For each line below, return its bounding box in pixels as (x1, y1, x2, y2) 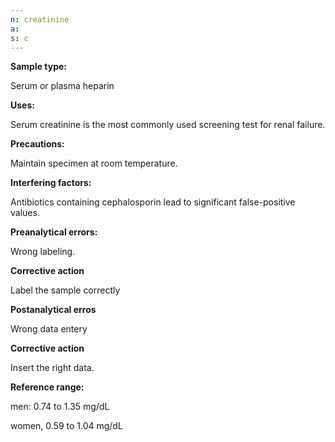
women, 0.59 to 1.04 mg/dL (10, 420, 123, 432)
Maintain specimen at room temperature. (10, 157, 178, 170)
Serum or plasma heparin (10, 80, 115, 92)
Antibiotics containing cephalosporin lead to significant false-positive (10, 196, 296, 208)
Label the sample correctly (10, 284, 121, 296)
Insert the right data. (10, 362, 95, 374)
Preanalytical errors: (10, 226, 98, 238)
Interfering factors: (10, 177, 92, 189)
